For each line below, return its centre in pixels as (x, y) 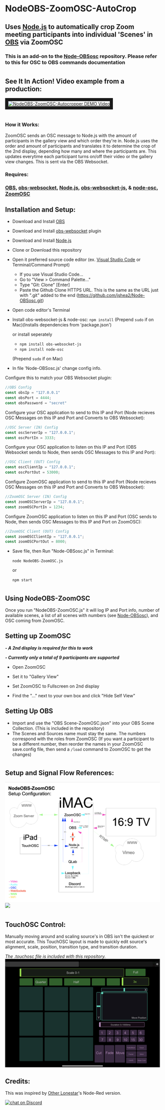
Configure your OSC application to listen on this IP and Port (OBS (71, 447)
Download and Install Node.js (42, 241)
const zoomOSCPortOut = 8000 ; (36, 542)
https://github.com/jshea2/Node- (111, 295)
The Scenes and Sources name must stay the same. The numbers (79, 733)
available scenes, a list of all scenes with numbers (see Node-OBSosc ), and (82, 615)
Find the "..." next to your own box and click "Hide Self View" (74, 695)
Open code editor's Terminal (41, 310)
